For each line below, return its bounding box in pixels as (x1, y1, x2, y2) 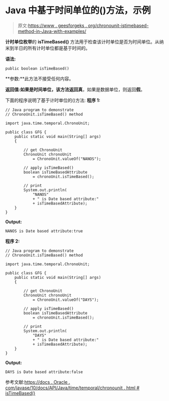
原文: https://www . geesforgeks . (17, 22, 87, 28)
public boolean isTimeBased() (5, 66, 70, 71)
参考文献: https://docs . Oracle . (5, 379, 70, 385)
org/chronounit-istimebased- (88, 22, 149, 28)
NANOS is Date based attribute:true (5, 228, 83, 234)
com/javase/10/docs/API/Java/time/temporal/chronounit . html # (5, 385, 140, 391)
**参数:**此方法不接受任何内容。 (5, 75, 74, 81)
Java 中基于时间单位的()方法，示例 (5, 5, 151, 16)
